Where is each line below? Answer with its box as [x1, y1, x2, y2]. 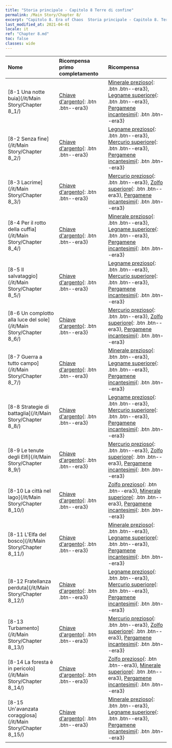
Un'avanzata [8, 705, 38, 712]
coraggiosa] [8, 712, 37, 719]
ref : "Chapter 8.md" [5, 31, 50, 36]
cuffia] [20, 225, 37, 232]
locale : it [5, 27, 29, 32]
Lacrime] [21, 179, 43, 186]
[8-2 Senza [8, 135, 37, 142]
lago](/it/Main [8, 494, 41, 501]
